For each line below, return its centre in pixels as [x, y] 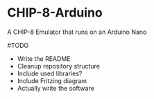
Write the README [44, 58]
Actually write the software [56, 88]
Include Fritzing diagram [52, 80]
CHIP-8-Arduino [55, 13]
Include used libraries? [50, 73]
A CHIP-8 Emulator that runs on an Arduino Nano [77, 32]
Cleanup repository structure [59, 66]
